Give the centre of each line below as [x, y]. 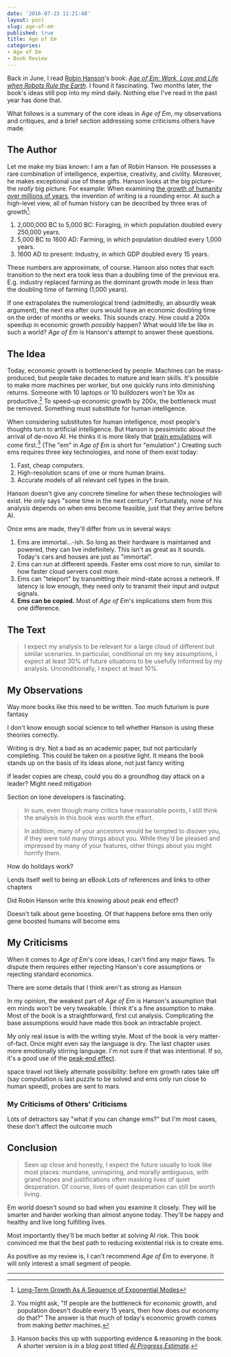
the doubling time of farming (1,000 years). [68, 290]
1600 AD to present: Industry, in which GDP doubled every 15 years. [113, 254]
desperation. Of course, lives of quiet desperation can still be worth [119, 1187]
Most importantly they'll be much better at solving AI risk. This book [103, 1235]
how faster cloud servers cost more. [68, 572]
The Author [32, 150]
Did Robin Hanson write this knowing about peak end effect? [93, 900]
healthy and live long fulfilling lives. [57, 1222]
